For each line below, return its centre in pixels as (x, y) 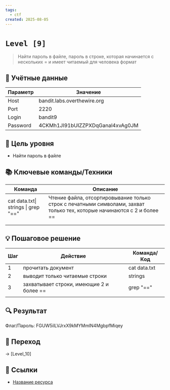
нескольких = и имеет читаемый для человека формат (77, 62)
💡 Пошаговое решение (43, 239)
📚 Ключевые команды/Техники (59, 172)
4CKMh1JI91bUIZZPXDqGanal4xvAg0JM (89, 126)
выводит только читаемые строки (65, 276)
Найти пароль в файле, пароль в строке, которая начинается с (86, 57)
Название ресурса (33, 382)
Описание (105, 189)
